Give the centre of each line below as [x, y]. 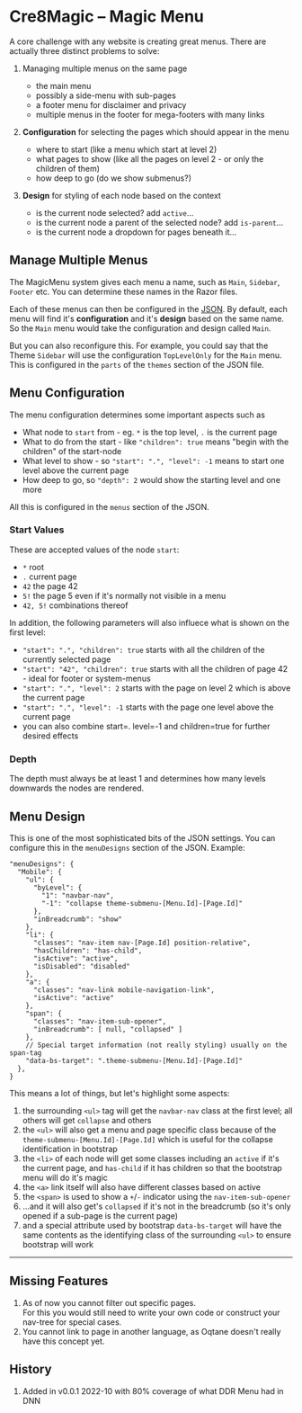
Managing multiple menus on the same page [105, 68]
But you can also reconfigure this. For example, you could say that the [139, 345]
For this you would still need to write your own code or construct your [151, 1312]
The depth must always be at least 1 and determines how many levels [138, 779]
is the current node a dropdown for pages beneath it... [136, 232]
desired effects [50, 736]
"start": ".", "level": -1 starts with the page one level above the [148, 707]
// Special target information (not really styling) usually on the [156, 1045]
